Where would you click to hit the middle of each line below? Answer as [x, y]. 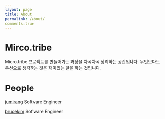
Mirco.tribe [29, 48]
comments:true [20, 23]
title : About [18, 14]
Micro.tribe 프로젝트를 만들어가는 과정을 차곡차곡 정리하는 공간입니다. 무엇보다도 [82, 62]
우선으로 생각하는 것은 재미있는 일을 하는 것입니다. [53, 68]
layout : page [18, 10]
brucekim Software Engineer [34, 112]
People [20, 88]
